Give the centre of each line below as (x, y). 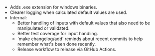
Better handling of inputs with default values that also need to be (84, 23)
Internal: (18, 18)
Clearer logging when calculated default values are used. (69, 12)
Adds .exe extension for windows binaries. (53, 7)
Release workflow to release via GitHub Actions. (67, 49)
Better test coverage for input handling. (58, 33)
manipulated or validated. (43, 28)
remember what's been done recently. (57, 44)
